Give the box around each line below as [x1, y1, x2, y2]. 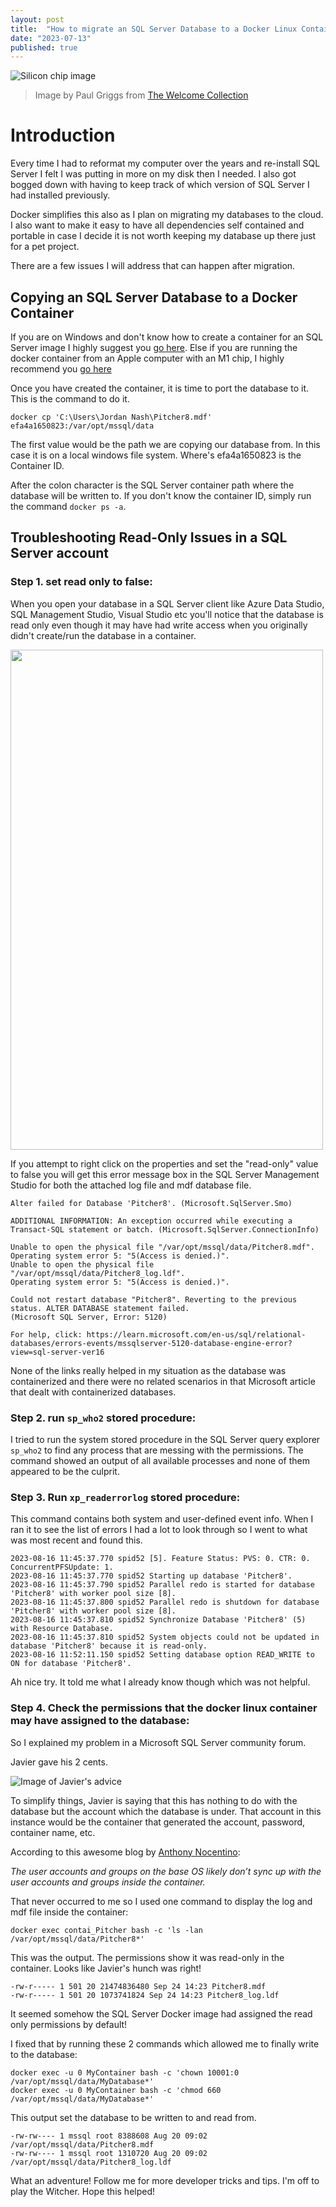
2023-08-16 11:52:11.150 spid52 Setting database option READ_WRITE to [10, 1650, 315, 1660]
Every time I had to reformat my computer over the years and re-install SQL [10, 157, 321, 170]
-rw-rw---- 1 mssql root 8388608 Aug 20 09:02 [10, 2131, 208, 2141]
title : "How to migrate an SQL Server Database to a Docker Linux [10, 24, 298, 34]
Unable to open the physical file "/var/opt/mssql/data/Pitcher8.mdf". [10, 1242, 315, 1252]
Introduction [10, 124, 116, 147]
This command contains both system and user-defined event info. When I [10, 1513, 314, 1525]
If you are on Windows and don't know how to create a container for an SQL [10, 331, 324, 343]
